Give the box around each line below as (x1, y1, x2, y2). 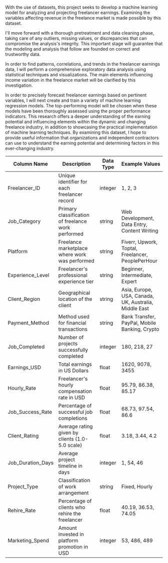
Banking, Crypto (121, 326, 159, 333)
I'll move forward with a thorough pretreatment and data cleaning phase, (5, 30, 154, 36)
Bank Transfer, (121, 313, 156, 320)
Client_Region (7, 296, 40, 303)
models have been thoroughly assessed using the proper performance (5, 108, 151, 114)
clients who (58, 504, 85, 511)
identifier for (58, 178, 87, 185)
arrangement (58, 489, 89, 496)
